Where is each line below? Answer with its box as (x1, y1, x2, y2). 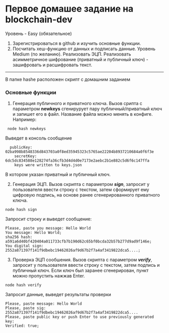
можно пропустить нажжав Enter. (12, 273, 86, 279)
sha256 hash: (5, 234, 33, 240)
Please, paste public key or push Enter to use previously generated (5, 314, 154, 320)
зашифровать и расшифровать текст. (12, 62, 93, 68)
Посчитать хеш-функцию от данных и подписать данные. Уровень (12, 45, 156, 52)
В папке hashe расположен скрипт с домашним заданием (5, 76, 131, 82)
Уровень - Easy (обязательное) (5, 30, 72, 36)
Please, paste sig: (5, 306, 46, 311)
